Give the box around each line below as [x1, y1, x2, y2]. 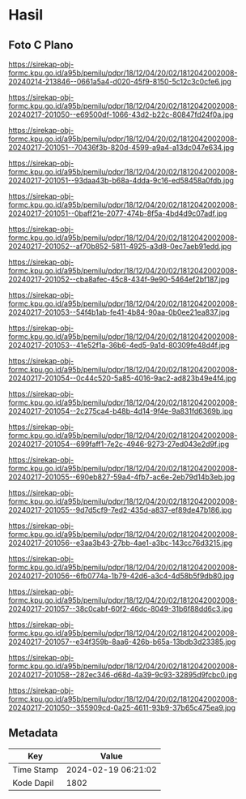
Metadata [8, 726, 58, 740]
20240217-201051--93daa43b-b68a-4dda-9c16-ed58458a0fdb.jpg [8, 176, 235, 185]
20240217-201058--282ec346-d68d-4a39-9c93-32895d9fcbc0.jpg [8, 670, 238, 679]
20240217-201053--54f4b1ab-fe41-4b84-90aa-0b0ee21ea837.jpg [8, 307, 231, 317]
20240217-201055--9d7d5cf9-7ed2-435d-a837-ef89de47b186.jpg [8, 505, 232, 514]
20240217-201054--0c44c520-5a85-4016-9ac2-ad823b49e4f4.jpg [8, 373, 236, 383]
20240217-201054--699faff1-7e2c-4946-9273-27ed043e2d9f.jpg [8, 440, 230, 449]
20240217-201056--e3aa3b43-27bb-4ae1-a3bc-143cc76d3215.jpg [8, 538, 233, 548]
